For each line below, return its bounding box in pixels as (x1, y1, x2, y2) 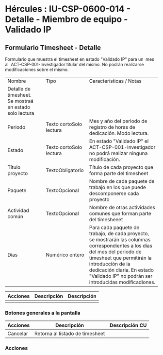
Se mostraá (7, 98, 34, 104)
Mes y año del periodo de (89, 118, 147, 124)
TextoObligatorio (46, 167, 84, 174)
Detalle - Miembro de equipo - (5, 14, 128, 25)
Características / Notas (89, 78, 142, 84)
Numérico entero (46, 251, 84, 258)
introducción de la (89, 261, 130, 267)
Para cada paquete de (89, 224, 140, 231)
